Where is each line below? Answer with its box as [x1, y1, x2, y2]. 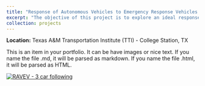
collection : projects [6, 20, 62, 26]
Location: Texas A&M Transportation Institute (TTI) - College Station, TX [6, 37, 189, 44]
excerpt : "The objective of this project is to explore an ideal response [6, 15, 201, 21]
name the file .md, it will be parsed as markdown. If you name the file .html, [6, 55, 195, 62]
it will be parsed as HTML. [6, 61, 72, 68]
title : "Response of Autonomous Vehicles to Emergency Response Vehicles [6, 8, 198, 15]
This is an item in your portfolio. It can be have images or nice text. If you [6, 48, 189, 56]
